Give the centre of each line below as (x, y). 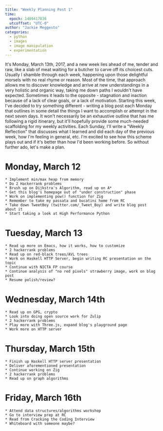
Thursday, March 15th (50, 348)
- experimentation (28, 50)
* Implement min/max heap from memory (44, 180)
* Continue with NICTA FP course (39, 267)
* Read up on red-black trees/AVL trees (47, 254)
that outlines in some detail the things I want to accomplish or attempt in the (81, 111)
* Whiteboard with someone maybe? (40, 424)
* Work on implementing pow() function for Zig (54, 197)
